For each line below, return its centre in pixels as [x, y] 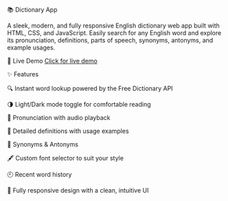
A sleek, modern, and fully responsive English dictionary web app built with [113, 25]
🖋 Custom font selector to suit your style [65, 158]
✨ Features [23, 74]
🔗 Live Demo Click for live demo [52, 61]
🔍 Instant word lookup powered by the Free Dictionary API [90, 88]
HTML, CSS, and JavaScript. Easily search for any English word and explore [114, 33]
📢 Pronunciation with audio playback [59, 118]
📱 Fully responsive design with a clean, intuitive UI [78, 190]
